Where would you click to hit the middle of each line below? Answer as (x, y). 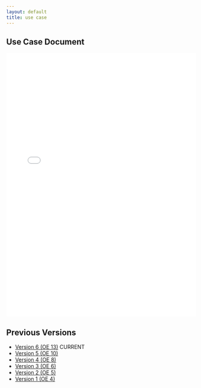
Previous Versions (41, 332)
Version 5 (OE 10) (36, 354)
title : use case (26, 17)
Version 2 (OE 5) (35, 373)
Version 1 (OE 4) (35, 379)
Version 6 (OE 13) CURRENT (50, 347)
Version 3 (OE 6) (36, 366)
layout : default (26, 12)
